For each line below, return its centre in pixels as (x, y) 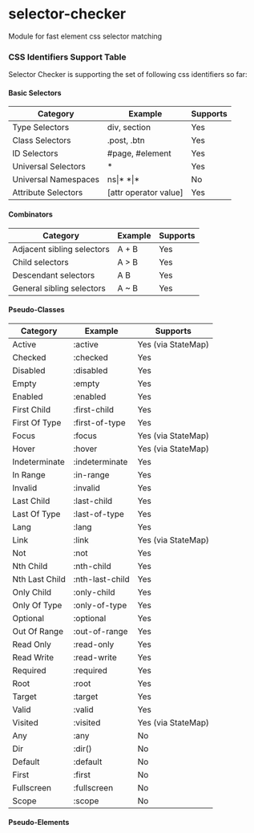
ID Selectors (35, 153)
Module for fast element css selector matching (85, 36)
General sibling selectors (59, 288)
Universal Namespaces (56, 180)
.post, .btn (126, 140)
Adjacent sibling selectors (61, 249)
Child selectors (41, 262)
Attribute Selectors (48, 193)
